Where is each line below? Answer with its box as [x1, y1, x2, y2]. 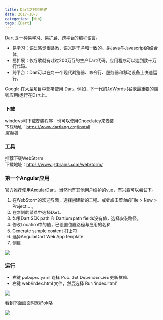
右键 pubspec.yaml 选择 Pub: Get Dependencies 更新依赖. [12, 275, 128, 280]
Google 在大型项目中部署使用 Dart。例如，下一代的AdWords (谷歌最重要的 [5, 86, 154, 92]
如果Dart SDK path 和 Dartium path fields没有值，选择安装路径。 [12, 215, 141, 221]
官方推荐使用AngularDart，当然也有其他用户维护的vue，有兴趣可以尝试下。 [5, 187, 156, 193]
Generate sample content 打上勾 [12, 228, 77, 234]
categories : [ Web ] [5, 16, 42, 21]
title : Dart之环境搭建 [5, 7, 48, 12]
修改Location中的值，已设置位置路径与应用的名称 [12, 222, 111, 228]
